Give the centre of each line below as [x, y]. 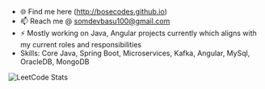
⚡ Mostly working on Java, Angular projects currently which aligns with [138, 33]
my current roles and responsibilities [81, 44]
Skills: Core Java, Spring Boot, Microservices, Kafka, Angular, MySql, [135, 53]
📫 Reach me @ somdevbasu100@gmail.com [95, 21]
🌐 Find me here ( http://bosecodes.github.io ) [94, 12]
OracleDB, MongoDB [55, 62]
